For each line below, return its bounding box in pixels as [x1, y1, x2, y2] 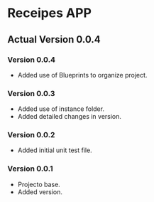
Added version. [17, 187, 62, 196]
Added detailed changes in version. [17, 112, 122, 121]
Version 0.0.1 [7, 164, 53, 174]
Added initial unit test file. [17, 146, 92, 154]
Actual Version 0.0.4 [7, 33, 101, 46]
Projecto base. [17, 180, 60, 188]
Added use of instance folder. [17, 105, 105, 113]
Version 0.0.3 [7, 88, 55, 98]
